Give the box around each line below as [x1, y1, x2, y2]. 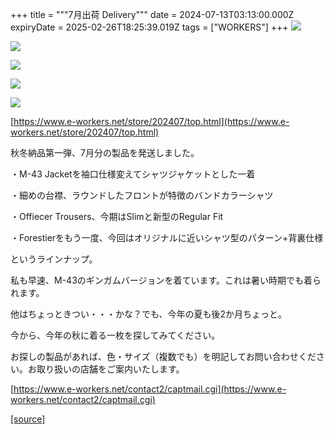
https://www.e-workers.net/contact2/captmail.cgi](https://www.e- [13, 383, 287, 395]
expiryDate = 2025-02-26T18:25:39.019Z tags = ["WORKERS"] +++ [10, 21, 289, 33]
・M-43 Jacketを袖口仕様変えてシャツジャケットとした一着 [10, 168, 256, 180]
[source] [10, 413, 46, 425]
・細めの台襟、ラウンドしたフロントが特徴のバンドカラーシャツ [10, 189, 274, 201]
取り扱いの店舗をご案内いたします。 [36, 363, 185, 375]
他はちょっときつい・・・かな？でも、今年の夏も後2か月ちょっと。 [10, 308, 288, 320]
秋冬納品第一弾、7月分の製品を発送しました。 [10, 147, 200, 158]
